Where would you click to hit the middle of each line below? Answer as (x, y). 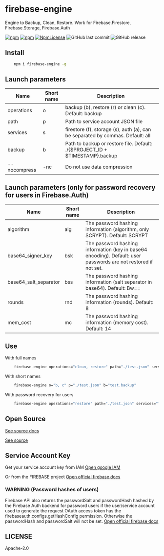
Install (15, 53)
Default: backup (83, 114)
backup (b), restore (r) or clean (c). (105, 107)
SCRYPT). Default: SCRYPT (116, 235)
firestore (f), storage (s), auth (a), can (108, 129)
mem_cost (20, 323)
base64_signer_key (30, 256)
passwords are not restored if (119, 262)
